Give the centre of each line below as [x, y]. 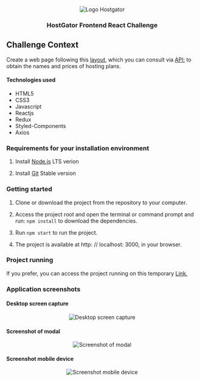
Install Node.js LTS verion [47, 162]
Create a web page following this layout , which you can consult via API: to [99, 59]
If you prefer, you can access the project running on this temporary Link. [97, 273]
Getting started [29, 189]
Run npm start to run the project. [56, 232]
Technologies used [31, 80]
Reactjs [25, 113]
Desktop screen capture [37, 304]
